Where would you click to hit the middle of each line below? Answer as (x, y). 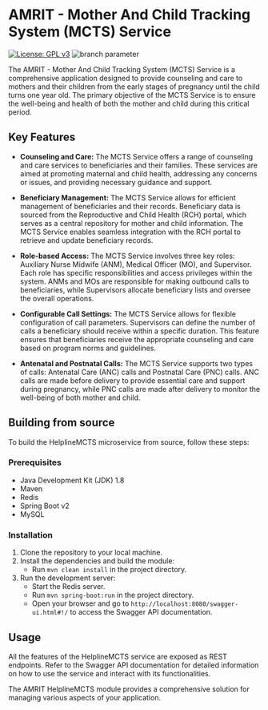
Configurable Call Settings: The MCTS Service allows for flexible (128, 313)
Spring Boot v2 (44, 506)
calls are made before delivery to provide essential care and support (132, 380)
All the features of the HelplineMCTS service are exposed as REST (118, 656)
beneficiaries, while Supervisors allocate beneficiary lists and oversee (135, 289)
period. (20, 112)
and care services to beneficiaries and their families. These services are (139, 165)
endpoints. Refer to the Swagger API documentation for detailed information (134, 665)
